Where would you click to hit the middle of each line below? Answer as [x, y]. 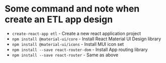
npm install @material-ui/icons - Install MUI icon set [68, 44]
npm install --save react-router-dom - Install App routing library [80, 49]
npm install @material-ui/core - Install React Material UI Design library [87, 39]
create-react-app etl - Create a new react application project [76, 33]
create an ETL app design [59, 19]
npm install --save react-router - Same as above [65, 55]
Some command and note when [72, 9]
